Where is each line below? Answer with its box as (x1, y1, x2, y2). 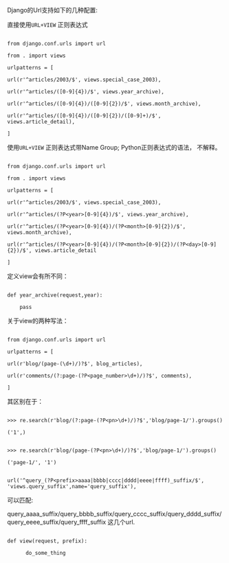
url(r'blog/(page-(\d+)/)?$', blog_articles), (7, 360, 143, 367)
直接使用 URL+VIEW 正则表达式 (7, 21, 88, 29)
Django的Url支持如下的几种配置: (7, 6, 98, 14)
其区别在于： (7, 398, 43, 405)
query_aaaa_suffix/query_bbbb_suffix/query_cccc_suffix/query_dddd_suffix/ (7, 510, 222, 518)
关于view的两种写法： (7, 317, 69, 325)
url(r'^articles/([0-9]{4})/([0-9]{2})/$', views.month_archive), (7, 100, 201, 107)
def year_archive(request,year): (7, 292, 103, 299)
